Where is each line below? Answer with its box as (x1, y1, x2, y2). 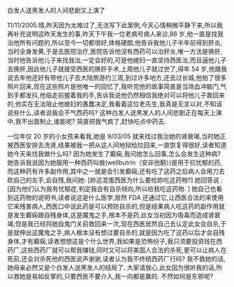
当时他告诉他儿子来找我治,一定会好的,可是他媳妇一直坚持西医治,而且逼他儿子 (7, 56, 227, 64)
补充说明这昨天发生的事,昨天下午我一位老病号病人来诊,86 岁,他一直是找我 (13, 30, 224, 38)
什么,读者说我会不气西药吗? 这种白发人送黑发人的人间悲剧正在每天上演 (19, 108, 222, 117)
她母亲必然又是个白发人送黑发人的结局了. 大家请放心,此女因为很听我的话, (7, 263, 217, 272)
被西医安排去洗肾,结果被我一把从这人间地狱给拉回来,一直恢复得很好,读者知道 (7, 141, 227, 149)
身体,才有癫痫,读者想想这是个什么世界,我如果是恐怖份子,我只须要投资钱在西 (7, 237, 223, 245)
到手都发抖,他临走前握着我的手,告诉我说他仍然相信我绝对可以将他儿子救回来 (7, 91, 226, 99)
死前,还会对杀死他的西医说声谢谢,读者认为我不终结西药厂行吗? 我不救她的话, (7, 255, 226, 262)
